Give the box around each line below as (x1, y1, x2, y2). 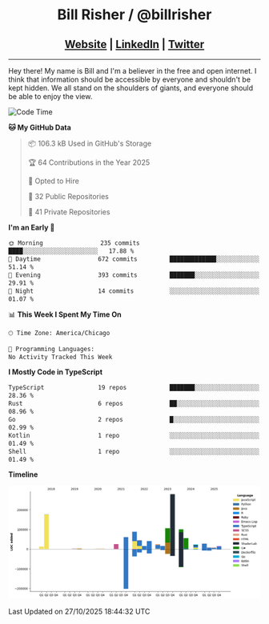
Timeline (8, 470, 38, 479)
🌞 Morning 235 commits (8, 239, 140, 247)
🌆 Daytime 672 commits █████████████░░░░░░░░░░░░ (8, 255, 260, 263)
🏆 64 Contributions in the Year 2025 (27, 158, 151, 167)
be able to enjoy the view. (8, 92, 93, 101)
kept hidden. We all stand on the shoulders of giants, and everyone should (8, 83, 254, 93)
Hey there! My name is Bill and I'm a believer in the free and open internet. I (8, 66, 257, 75)
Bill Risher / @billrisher (57, 6, 212, 24)
